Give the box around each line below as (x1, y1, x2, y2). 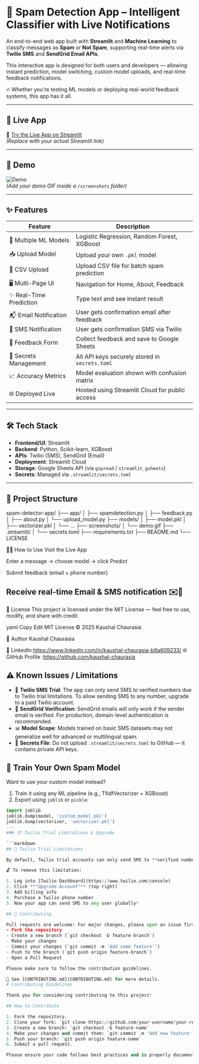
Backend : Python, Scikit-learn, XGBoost (14, 446, 113, 453)
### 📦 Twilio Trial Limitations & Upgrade (6, 830, 115, 836)
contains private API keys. (14, 745, 79, 752)
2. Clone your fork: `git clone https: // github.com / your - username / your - (6, 1019, 190, 1025)
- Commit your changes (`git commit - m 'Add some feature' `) (6, 944, 161, 950)
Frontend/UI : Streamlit (14, 439, 70, 447)
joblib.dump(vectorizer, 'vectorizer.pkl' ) (6, 819, 115, 825)
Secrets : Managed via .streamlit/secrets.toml (14, 471, 131, 478)
